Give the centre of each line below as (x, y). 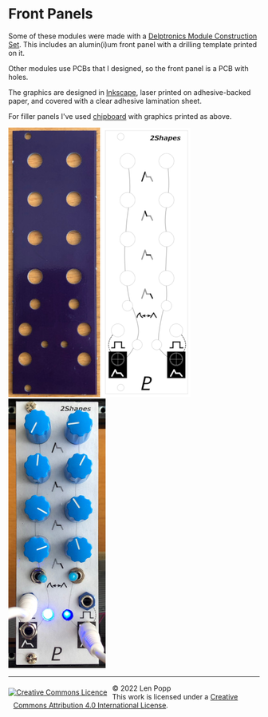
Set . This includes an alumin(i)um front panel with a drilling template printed (133, 44)
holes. (18, 77)
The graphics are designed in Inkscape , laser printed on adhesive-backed (130, 92)
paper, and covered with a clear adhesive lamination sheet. (105, 101)
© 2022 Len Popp (142, 688)
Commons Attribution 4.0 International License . (91, 705)
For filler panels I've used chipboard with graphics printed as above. (120, 116)
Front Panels (51, 14)
